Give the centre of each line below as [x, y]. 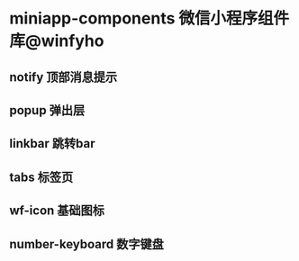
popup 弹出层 [47, 110]
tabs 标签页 [41, 177]
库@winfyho [57, 41]
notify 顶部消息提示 [63, 77]
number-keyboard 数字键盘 [86, 244]
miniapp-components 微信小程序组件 [149, 18]
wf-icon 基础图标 [57, 211]
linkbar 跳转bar [52, 144]
